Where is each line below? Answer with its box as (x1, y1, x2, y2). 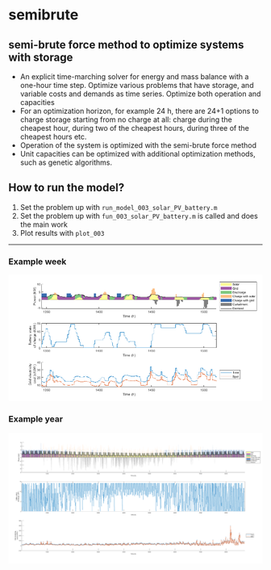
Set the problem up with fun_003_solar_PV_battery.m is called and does (19, 211, 258, 220)
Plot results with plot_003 (19, 228, 105, 237)
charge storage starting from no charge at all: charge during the (19, 115, 232, 124)
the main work (19, 220, 69, 229)
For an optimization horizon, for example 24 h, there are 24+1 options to (19, 107, 260, 115)
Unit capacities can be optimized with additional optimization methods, (19, 149, 256, 158)
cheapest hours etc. (19, 132, 87, 141)
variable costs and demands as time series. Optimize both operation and (19, 89, 261, 98)
